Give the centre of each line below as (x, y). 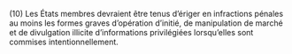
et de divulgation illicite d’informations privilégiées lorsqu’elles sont (131, 32)
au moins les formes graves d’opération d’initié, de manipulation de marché (146, 23)
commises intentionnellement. (64, 42)
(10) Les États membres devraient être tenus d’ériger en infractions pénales (146, 14)
